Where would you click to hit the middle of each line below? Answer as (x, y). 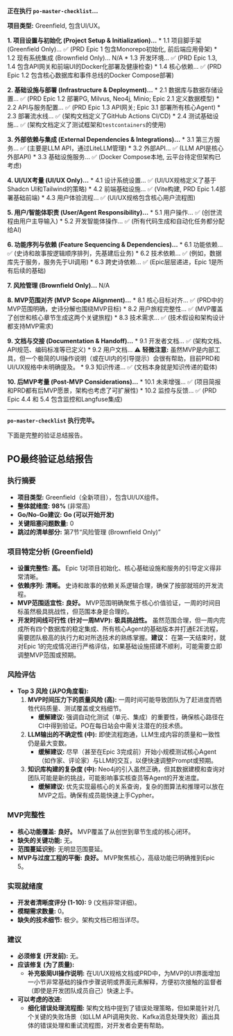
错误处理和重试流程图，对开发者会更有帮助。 (104, 1026)
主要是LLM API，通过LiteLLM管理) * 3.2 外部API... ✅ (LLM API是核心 (126, 148)
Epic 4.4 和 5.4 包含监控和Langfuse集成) (65, 399)
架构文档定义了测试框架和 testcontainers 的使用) (97, 125)
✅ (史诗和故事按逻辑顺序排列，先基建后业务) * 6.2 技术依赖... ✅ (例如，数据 (114, 253)
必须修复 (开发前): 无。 (50, 956)
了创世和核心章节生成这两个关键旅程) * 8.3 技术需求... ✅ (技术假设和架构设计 (116, 318)
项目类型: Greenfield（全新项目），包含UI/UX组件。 (90, 497)
